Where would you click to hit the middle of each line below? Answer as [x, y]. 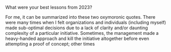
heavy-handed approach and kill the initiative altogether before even [77, 38]
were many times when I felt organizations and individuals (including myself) [86, 22]
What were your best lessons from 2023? [49, 7]
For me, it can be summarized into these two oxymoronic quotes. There [80, 17]
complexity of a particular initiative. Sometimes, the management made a [82, 33]
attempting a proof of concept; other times [50, 44]
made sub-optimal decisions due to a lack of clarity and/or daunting [77, 28]
